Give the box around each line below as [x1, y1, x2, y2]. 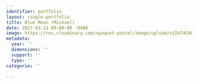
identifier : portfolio [6, 8, 62, 15]
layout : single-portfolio [6, 14, 70, 20]
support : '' [11, 52, 41, 58]
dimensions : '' [11, 47, 49, 53]
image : [6, 30, 22, 36]
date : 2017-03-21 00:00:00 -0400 [6, 25, 88, 31]
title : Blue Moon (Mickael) [6, 19, 75, 25]
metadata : [6, 36, 31, 41]
